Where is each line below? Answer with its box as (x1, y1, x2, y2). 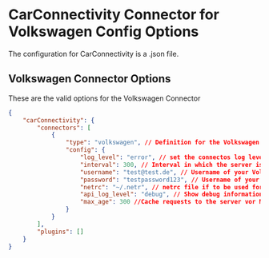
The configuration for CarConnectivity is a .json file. (8, 49, 179, 58)
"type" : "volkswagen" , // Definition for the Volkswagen (65, 138, 260, 147)
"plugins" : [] (37, 228, 84, 236)
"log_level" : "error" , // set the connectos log (79, 153, 246, 161)
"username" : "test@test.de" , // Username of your (79, 168, 249, 177)
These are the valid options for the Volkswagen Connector (8, 93, 201, 103)
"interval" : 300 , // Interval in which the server (79, 161, 252, 169)
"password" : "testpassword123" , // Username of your (79, 176, 260, 184)
